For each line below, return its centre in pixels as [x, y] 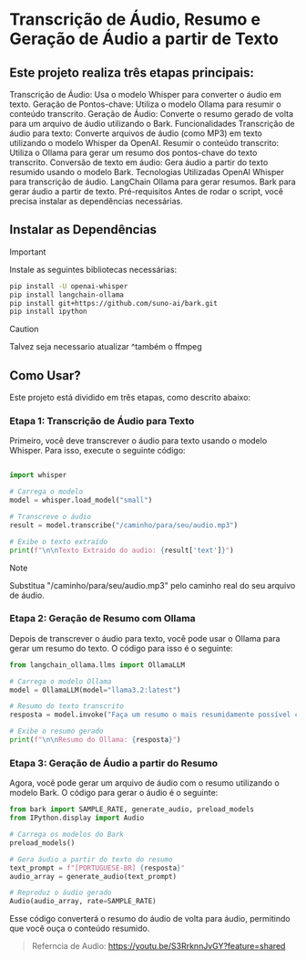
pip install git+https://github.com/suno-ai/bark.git [114, 303]
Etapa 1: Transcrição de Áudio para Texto [102, 422]
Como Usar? [46, 376]
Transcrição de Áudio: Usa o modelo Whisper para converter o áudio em [146, 94]
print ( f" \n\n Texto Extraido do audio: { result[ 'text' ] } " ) [122, 550]
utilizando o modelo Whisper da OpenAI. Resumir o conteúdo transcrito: [144, 143]
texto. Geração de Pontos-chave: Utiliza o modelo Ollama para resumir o [145, 104]
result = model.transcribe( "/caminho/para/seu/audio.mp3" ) [124, 525]
